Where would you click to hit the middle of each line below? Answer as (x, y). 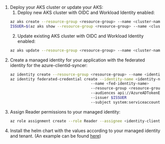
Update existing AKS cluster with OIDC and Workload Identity (80, 36)
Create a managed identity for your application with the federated (77, 60)
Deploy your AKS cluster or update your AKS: (56, 7)
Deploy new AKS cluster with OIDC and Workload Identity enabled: (86, 12)
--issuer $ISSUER (109, 97)
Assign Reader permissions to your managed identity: (65, 111)
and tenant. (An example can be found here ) (55, 136)
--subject (101, 102)
